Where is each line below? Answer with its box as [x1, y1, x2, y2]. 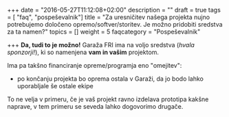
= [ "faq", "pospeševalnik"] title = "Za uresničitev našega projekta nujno [7, 13, 210, 21]
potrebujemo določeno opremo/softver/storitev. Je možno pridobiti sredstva [7, 21, 223, 28]
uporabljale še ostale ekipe [17, 82, 94, 90]
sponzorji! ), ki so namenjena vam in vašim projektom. [7, 48, 160, 56]
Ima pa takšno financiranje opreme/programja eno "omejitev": [7, 62, 182, 69]
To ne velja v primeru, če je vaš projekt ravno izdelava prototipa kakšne [7, 95, 209, 103]
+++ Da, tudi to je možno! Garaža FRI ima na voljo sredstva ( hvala [7, 41, 195, 49]
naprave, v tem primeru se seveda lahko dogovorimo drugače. [7, 103, 184, 110]
